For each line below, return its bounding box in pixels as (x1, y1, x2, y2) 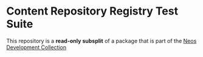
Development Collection (6, 44, 67, 51)
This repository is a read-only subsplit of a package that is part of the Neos (6, 37, 197, 44)
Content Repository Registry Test (6, 4, 178, 18)
